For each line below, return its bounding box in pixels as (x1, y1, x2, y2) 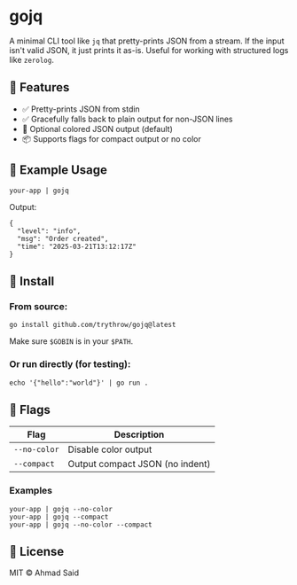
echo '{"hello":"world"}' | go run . (9, 378, 149, 387)
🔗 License (9, 544, 65, 559)
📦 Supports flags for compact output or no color (21, 133, 201, 144)
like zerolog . (9, 54, 55, 65)
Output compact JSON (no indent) (67, 458, 211, 471)
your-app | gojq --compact (9, 512, 109, 521)
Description (113, 428, 165, 441)
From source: (9, 300, 68, 312)
